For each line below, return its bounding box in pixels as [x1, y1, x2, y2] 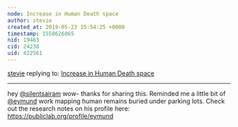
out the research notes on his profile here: [7, 104, 130, 113]
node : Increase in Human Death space [7, 10, 119, 18]
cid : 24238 [7, 43, 40, 50]
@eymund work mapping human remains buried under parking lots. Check [7, 97, 225, 105]
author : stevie [7, 17, 52, 24]
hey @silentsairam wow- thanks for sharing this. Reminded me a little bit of [7, 89, 226, 97]
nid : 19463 [7, 37, 40, 44]
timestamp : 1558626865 [7, 30, 74, 37]
